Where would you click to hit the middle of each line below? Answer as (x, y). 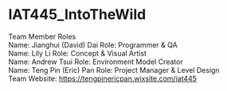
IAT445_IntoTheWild (77, 15)
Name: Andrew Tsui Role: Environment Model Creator (96, 62)
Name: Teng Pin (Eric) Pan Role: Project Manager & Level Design (114, 70)
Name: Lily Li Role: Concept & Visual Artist (78, 53)
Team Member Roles (42, 36)
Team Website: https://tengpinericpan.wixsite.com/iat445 (103, 78)
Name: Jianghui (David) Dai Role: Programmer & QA (93, 44)
